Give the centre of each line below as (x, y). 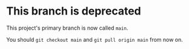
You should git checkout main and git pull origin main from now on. (95, 39)
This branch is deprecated (74, 11)
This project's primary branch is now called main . (67, 28)
